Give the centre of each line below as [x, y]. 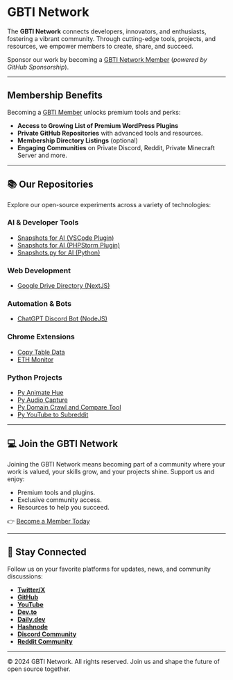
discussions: [25, 576]
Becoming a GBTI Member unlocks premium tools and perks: [94, 112]
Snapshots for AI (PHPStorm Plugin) [68, 245]
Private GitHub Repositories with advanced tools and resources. [110, 133]
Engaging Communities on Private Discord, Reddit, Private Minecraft [116, 147]
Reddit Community [45, 641]
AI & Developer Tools [43, 222]
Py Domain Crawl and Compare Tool [69, 407]
